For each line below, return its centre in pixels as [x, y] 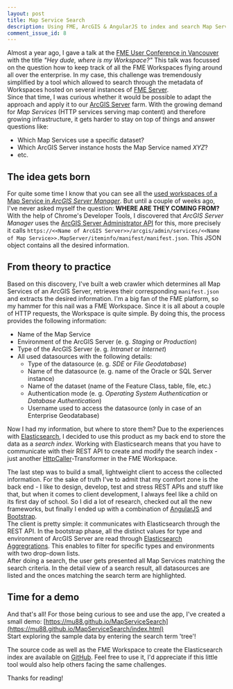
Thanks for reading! [35, 678]
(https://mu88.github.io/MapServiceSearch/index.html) [86, 629]
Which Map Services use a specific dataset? [80, 140]
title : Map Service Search [46, 20]
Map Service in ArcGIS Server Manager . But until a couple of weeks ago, [111, 201]
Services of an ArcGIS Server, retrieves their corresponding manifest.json [113, 291]
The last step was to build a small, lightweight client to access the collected [115, 472]
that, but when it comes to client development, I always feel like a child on [113, 494]
